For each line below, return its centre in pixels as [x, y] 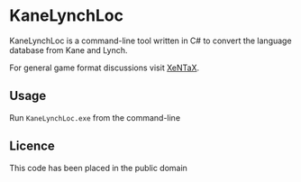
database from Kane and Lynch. [68, 50]
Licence [32, 146]
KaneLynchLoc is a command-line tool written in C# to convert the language [150, 41]
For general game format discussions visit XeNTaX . [105, 68]
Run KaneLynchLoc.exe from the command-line [95, 117]
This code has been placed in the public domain [98, 168]
